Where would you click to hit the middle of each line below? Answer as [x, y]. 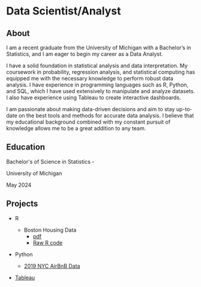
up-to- [184, 109]
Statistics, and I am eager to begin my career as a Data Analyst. [85, 54]
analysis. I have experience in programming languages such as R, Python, [97, 85]
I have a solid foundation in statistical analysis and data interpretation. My [97, 65]
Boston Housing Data [50, 230]
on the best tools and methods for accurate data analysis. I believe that [106, 116]
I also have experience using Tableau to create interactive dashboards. [94, 98]
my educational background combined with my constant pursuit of [88, 122]
